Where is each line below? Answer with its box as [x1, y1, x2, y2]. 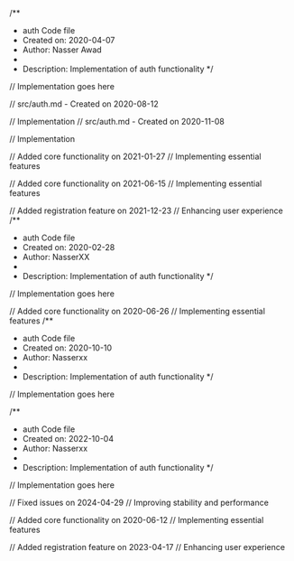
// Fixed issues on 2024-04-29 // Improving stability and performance [9, 497, 269, 508]
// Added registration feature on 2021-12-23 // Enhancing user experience [9, 205, 284, 216]
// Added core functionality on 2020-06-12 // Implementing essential [9, 515, 264, 525]
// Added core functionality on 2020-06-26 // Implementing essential [9, 306, 266, 316]
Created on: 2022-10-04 [22, 434, 115, 444]
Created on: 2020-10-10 [22, 342, 113, 353]
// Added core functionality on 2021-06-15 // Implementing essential [9, 178, 262, 189]
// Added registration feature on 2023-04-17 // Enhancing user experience [9, 542, 286, 552]
